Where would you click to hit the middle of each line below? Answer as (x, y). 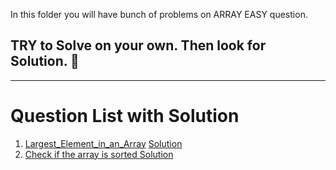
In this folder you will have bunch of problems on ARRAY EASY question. (159, 14)
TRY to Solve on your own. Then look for (138, 45)
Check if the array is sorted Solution (99, 154)
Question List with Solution (125, 116)
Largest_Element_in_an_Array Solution (103, 143)
